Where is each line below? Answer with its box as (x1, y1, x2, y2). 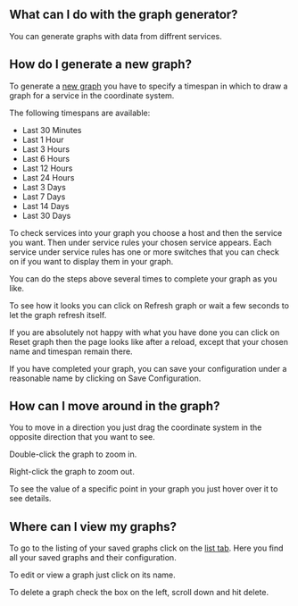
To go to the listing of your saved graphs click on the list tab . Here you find (9, 543, 284, 553)
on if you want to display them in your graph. (9, 256, 174, 266)
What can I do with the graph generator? (9, 7, 238, 22)
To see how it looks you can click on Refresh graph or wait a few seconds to (9, 299, 290, 311)
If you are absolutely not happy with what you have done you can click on (9, 326, 280, 338)
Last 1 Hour (21, 134, 64, 145)
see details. (9, 493, 52, 504)
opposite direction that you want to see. (9, 432, 156, 442)
